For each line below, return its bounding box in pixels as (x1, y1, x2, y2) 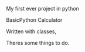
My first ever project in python (6, 5, 79, 12)
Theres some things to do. (6, 40, 70, 46)
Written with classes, (6, 28, 57, 35)
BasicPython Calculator (6, 17, 63, 23)
